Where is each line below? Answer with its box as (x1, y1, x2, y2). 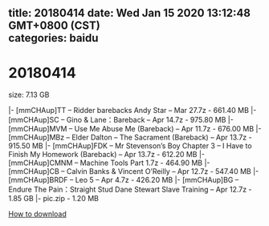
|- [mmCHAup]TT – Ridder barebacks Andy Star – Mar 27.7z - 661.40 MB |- (8, 106, 257, 115)
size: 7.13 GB (8, 90, 50, 99)
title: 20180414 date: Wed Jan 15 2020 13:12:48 (8, 6, 251, 20)
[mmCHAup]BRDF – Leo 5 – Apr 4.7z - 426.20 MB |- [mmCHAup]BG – (8, 176, 239, 185)
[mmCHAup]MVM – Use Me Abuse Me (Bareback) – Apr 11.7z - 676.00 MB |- (8, 124, 262, 134)
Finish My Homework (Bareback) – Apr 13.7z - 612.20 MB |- (8, 150, 206, 159)
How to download (8, 209, 67, 219)
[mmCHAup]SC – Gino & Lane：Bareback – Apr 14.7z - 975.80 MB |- (8, 115, 234, 125)
